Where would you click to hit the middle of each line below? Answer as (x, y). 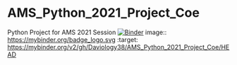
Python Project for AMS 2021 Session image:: (87, 32)
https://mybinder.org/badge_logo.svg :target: (73, 39)
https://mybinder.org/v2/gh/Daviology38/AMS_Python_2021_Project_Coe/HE (119, 47)
